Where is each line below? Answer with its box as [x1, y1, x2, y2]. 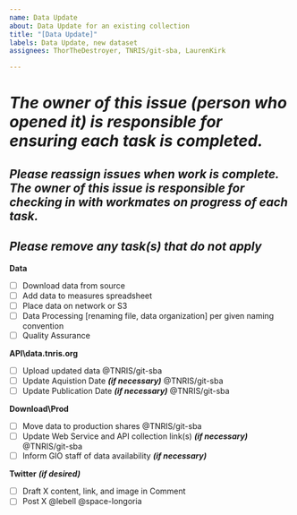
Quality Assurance [21, 330, 91, 340]
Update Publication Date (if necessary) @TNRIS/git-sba [21, 385, 230, 396]
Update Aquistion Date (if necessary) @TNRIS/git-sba [21, 375, 224, 386]
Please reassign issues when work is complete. [9, 167, 279, 182]
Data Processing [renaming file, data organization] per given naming [21, 310, 275, 321]
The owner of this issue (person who [9, 93, 288, 113]
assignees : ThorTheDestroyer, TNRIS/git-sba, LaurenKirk [9, 47, 226, 56]
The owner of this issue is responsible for [9, 180, 245, 195]
